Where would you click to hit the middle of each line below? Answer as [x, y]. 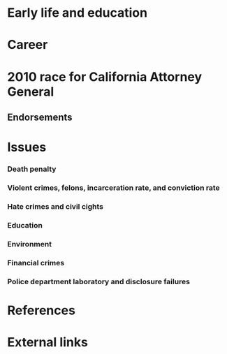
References [41, 310]
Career [28, 45]
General [31, 91]
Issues [27, 147]
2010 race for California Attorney [105, 76]
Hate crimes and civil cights [55, 206]
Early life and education [78, 13]
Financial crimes [36, 263]
